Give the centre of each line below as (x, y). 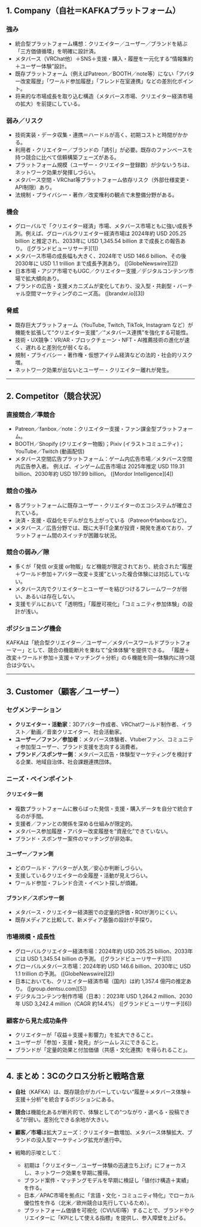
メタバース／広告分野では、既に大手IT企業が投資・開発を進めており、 (101, 527)
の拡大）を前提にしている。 (49, 103)
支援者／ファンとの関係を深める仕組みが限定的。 (75, 823)
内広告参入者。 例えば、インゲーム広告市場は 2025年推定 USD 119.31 (100, 466)
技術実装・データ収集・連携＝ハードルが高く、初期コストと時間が (96, 134)
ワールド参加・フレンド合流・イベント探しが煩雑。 (78, 883)
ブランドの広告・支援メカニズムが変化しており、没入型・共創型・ (96, 286)
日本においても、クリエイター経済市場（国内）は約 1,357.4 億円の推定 (100, 981)
